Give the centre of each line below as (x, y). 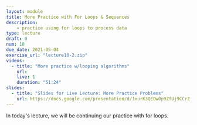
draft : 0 (17, 39)
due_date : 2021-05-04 (33, 50)
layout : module (25, 11)
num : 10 (16, 45)
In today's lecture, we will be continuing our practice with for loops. (87, 116)
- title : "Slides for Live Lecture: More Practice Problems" (88, 93)
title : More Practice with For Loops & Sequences (68, 17)
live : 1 (26, 77)
